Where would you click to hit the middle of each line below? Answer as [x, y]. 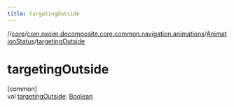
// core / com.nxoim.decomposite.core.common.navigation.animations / [107, 34]
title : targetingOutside [43, 14]
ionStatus [21, 41]
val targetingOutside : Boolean [50, 96]
